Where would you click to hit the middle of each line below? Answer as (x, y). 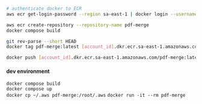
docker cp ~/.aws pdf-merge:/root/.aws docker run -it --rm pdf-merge (96, 96)
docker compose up (29, 89)
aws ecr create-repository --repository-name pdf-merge (78, 25)
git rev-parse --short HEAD (41, 41)
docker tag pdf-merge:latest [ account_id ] (60, 47)
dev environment (28, 71)
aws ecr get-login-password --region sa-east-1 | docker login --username (102, 14)
